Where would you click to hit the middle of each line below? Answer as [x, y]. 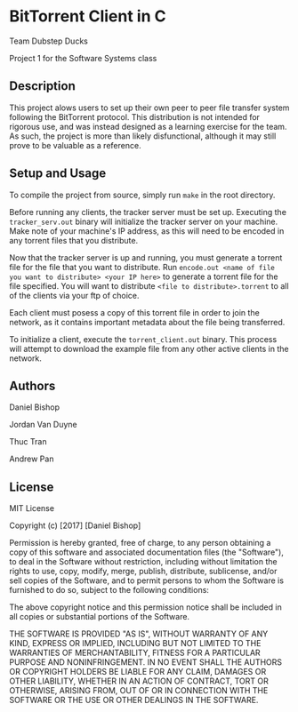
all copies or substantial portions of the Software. [99, 617]
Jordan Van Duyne [43, 425]
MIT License [32, 508]
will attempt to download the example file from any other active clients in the [149, 348]
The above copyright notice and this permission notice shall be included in [145, 607]
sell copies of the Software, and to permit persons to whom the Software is [147, 580]
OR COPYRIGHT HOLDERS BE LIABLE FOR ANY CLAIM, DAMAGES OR [138, 672]
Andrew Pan [32, 459]
